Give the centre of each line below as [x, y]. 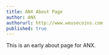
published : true [26, 28]
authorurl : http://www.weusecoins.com [54, 23]
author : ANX [21, 17]
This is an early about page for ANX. [51, 45]
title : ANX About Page [34, 12]
